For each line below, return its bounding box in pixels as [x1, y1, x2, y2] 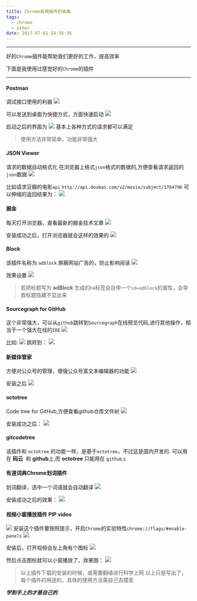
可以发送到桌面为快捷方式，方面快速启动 [6, 111, 104, 118]
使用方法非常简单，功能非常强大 [20, 136, 98, 143]
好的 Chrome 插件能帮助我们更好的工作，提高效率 [6, 53, 120, 60]
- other [11, 25, 30, 31]
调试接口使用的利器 [6, 98, 53, 106]
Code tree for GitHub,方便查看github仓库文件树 [6, 407, 120, 414]
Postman [6, 85, 29, 92]
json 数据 [6, 171, 28, 178]
